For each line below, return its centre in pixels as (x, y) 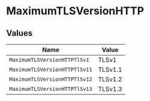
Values (19, 33)
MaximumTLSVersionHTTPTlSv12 (51, 79)
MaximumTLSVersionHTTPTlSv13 (51, 89)
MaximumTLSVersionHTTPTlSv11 (51, 70)
